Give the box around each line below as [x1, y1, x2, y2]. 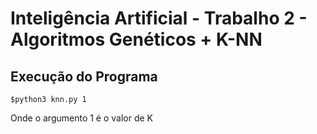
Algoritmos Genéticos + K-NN [10, 28, 263, 51]
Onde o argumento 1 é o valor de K [10, 112, 154, 124]
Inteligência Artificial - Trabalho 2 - [10, 7, 308, 30]
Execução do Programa [10, 68, 158, 85]
